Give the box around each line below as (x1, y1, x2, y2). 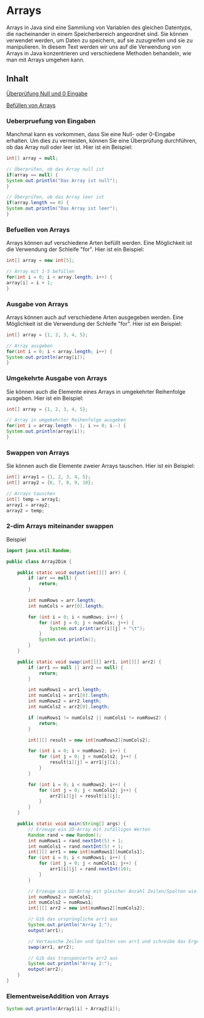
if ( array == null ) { (6, 171, 59, 178)
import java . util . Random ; (6, 548, 72, 554)
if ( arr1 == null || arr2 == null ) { (28, 664, 123, 670)
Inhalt (6, 74, 29, 84)
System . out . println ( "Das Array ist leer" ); (6, 205, 118, 212)
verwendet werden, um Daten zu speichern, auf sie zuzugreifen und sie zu (6, 36, 193, 44)
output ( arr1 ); (28, 927, 64, 934)
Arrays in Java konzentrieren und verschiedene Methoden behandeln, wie (6, 49, 191, 57)
